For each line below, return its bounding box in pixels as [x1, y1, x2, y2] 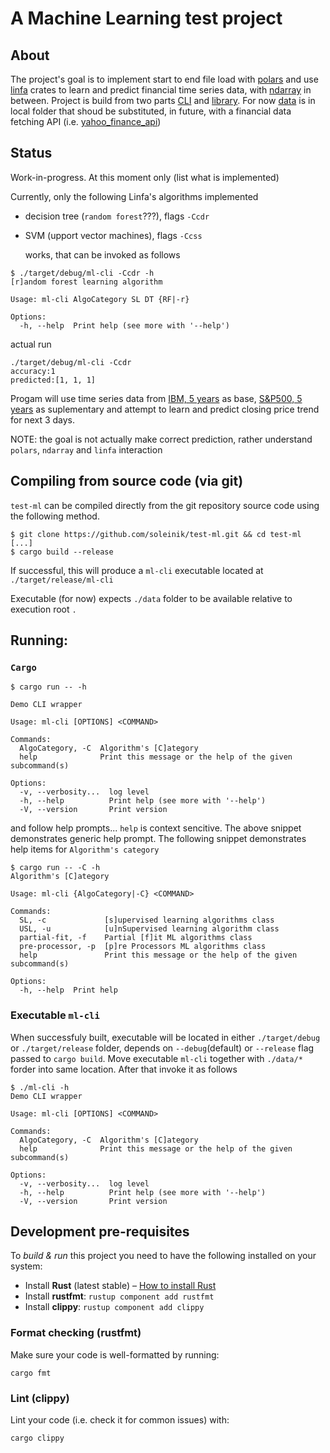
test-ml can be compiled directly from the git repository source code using [10, 499, 320, 511]
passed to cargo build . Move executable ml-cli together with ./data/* [10, 1052, 303, 1064]
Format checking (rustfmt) [10, 1326, 142, 1340]
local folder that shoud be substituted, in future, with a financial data [10, 105, 292, 117]
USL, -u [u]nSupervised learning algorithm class [19, 924, 280, 934]
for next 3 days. [10, 413, 76, 426]
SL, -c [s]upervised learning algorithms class [19, 915, 275, 926]
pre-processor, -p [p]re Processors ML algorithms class [19, 942, 267, 952]
